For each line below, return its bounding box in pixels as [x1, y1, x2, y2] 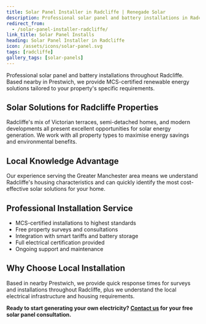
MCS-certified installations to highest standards [15, 219, 137, 227]
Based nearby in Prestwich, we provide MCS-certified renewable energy [6, 78, 190, 85]
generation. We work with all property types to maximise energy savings [6, 131, 189, 139]
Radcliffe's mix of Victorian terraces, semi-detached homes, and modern [6, 118, 191, 126]
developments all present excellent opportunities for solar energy [6, 125, 171, 133]
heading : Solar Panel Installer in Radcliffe [6, 37, 124, 44]
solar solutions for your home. [29, 185, 106, 193]
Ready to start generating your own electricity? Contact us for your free [6, 304, 193, 312]
